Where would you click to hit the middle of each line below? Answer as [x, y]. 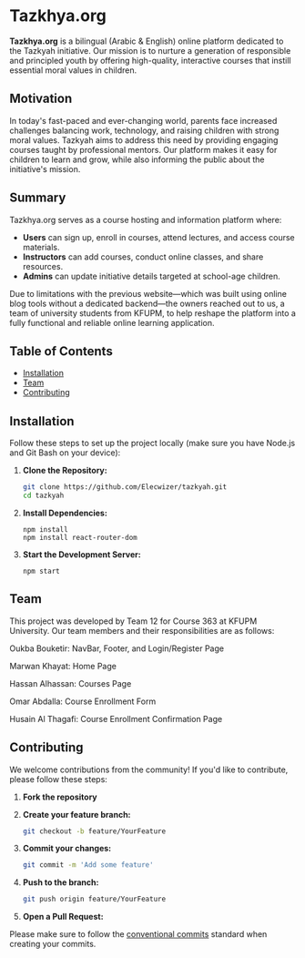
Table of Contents [61, 351]
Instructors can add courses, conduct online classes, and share [143, 257]
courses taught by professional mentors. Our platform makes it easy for [143, 149]
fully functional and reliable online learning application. [112, 322]
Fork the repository [60, 797]
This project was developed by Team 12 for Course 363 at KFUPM [133, 621]
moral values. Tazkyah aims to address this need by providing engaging [144, 140]
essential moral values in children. [73, 70]
